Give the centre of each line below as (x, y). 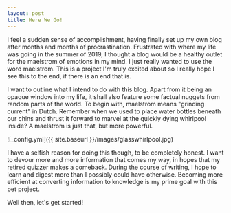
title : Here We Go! (35, 20)
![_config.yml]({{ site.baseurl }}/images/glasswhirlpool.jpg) (90, 139)
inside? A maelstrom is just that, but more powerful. (80, 126)
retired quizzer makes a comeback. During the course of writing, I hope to (112, 167)
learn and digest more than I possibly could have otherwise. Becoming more (115, 174)
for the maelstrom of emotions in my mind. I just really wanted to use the (110, 61)
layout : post (26, 13)
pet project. (23, 189)
